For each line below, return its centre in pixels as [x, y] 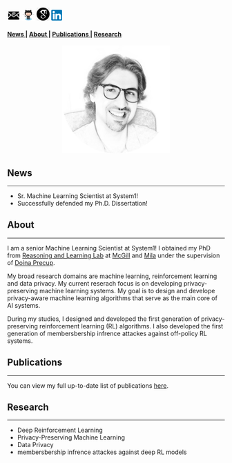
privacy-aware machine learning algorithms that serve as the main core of [112, 298]
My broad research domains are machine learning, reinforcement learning [112, 276]
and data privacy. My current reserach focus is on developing [95, 283]
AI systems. [24, 305]
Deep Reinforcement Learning [60, 430]
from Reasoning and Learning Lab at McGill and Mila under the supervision [114, 255]
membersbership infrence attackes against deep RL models [102, 452]
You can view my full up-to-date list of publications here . [88, 385]
